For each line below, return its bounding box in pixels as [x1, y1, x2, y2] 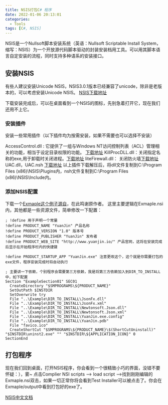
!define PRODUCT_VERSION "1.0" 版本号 [5, 229, 84, 234]
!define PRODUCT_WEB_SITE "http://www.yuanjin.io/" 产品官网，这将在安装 [5, 239, 155, 244]
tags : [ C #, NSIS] [5, 26, 42, 31]
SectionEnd [5, 336, 28, 341]
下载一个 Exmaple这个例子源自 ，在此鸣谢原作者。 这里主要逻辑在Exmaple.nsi [5, 200, 163, 207]
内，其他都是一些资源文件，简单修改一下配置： [5, 207, 102, 213]
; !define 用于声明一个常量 [5, 218, 58, 223]
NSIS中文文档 [5, 394, 34, 400]
